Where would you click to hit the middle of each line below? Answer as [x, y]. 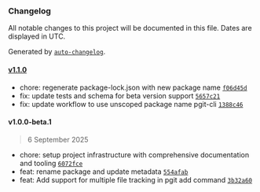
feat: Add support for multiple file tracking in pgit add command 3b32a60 [136, 179]
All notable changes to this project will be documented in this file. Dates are [130, 28]
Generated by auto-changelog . [57, 52]
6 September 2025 [58, 139]
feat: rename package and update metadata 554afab [104, 172]
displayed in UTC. [37, 36]
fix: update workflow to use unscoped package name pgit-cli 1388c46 [131, 104]
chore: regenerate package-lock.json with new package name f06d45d [133, 87]
